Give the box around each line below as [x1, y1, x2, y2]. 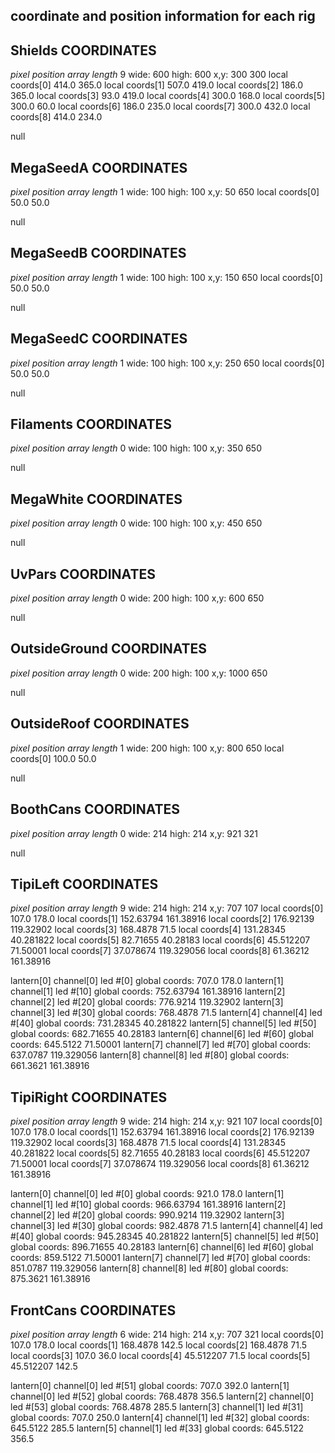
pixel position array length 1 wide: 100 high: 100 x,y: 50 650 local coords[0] [10, 186, 320, 198]
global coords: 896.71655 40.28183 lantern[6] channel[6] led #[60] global [10, 1241, 314, 1253]
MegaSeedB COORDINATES [10, 245, 187, 262]
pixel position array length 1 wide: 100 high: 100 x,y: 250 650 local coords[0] [10, 357, 325, 369]
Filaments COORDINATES [10, 416, 173, 433]
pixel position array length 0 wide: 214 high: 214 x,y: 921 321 [10, 827, 259, 839]
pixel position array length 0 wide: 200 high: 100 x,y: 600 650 [10, 592, 265, 604]
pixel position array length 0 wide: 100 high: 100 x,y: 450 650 [10, 517, 263, 529]
